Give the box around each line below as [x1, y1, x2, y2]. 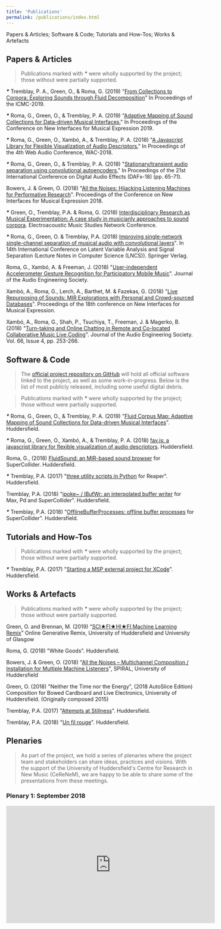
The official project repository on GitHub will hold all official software [20, 371, 189, 378]
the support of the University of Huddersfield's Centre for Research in [20, 764, 192, 772]
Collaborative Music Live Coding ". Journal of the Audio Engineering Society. [6, 331, 193, 338]
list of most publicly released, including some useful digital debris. [20, 383, 183, 390]
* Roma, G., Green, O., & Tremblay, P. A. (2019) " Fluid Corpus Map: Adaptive [6, 412, 194, 420]
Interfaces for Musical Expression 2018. [6, 197, 103, 204]
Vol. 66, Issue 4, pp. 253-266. [6, 337, 79, 344]
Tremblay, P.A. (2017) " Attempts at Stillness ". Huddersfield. [6, 707, 151, 714]
